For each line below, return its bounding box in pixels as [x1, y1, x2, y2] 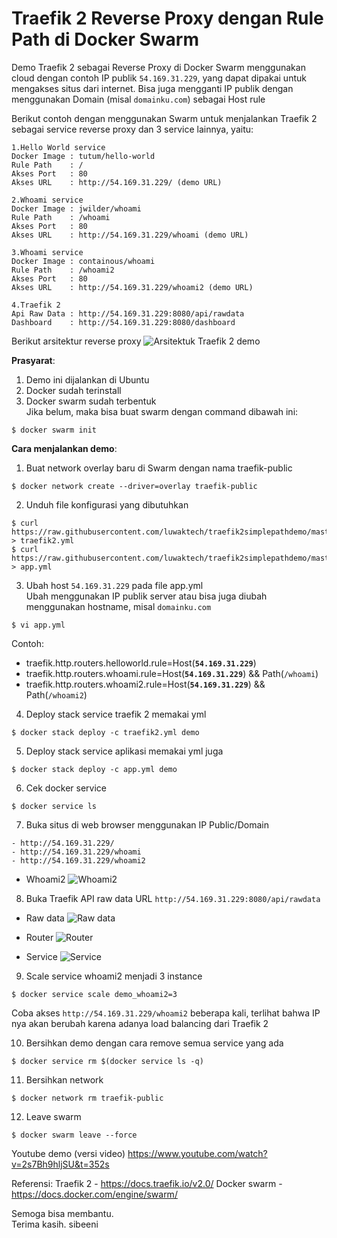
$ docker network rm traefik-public [11, 1093, 164, 1103]
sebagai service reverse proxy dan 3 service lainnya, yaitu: [11, 123, 254, 135]
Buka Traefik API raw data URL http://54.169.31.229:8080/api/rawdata [25, 892, 321, 904]
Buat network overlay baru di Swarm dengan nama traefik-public [25, 462, 293, 474]
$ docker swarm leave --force [11, 1130, 138, 1140]
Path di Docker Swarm [11, 28, 199, 51]
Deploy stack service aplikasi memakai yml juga [25, 745, 224, 757]
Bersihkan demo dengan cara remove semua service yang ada [25, 1037, 284, 1049]
